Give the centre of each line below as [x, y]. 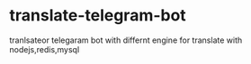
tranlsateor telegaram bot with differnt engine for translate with [126, 40]
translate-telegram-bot [98, 16]
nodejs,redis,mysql [45, 49]
